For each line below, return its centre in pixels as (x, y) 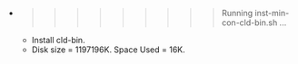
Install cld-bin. (58, 40)
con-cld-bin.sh (249, 23)
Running (237, 13)
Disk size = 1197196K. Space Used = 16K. (109, 50)
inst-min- (272, 13)
